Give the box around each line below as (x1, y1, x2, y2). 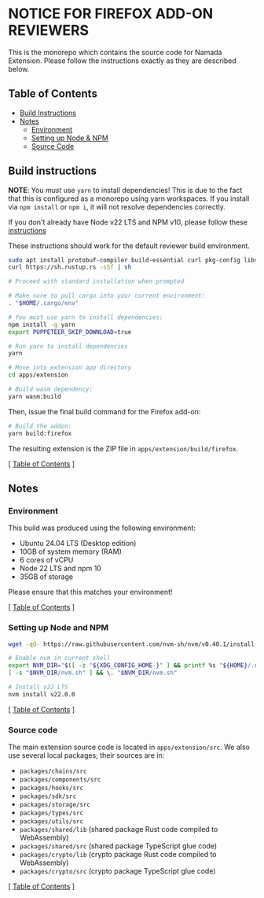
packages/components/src (19, 776, 101, 784)
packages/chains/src (19, 767, 87, 776)
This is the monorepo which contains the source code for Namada (8, 47, 222, 57)
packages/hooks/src (19, 785, 84, 792)
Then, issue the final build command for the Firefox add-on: (8, 406, 201, 416)
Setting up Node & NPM (31, 133, 108, 143)
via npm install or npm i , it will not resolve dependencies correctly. (8, 202, 225, 211)
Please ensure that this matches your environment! (8, 588, 173, 597)
